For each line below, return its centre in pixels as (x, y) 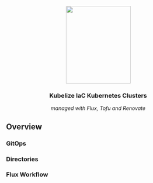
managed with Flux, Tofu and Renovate (98, 108)
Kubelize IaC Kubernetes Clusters (98, 95)
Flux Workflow (27, 175)
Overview (24, 127)
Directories (22, 159)
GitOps (16, 143)
